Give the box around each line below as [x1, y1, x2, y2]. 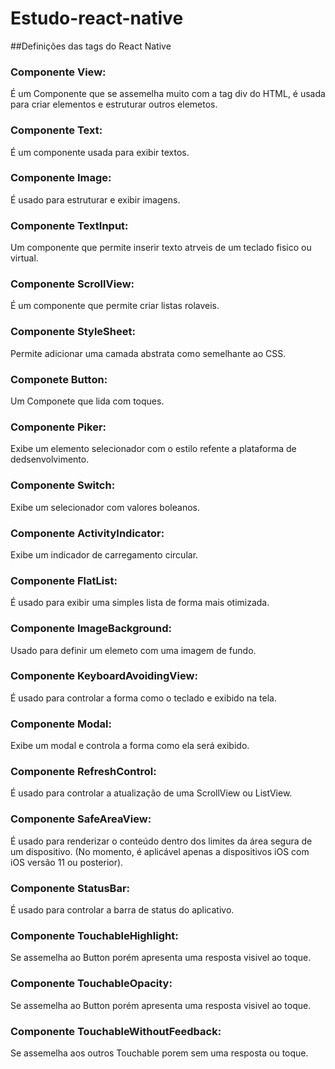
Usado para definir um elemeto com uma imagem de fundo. [10, 644, 257, 656]
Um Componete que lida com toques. [10, 395, 165, 407]
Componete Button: [10, 372, 108, 386]
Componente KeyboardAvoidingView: [10, 669, 198, 683]
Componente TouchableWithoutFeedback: [10, 1024, 222, 1038]
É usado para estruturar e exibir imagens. [10, 193, 181, 206]
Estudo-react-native [10, 7, 184, 30]
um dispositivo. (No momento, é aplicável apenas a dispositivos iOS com [10, 845, 310, 857]
